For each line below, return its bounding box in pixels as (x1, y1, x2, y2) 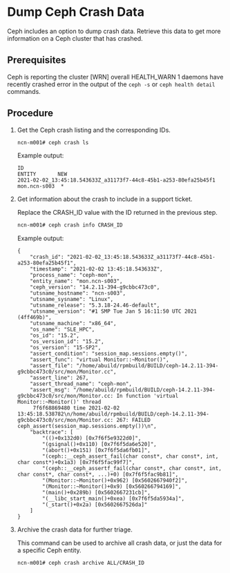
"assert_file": (30, 362, 74, 369)
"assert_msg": (30, 387, 70, 394)
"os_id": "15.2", (30, 332, 79, 339)
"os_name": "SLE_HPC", (30, 326, 95, 333)
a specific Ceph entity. (17, 546, 82, 554)
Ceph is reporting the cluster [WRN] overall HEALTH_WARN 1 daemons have (7, 72, 224, 81)
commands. (7, 87, 41, 95)
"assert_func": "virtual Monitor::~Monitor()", (30, 356, 169, 363)
